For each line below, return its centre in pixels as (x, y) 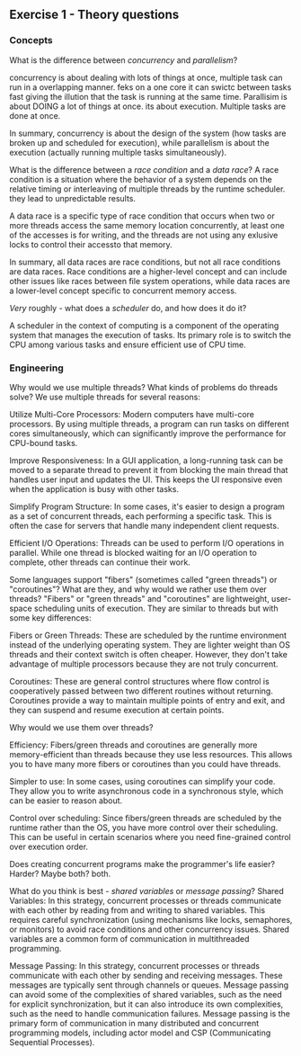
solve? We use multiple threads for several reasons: (105, 397)
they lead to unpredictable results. (73, 198)
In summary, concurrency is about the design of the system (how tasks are (148, 133)
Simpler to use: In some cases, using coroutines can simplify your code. (142, 781)
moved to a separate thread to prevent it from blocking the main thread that (149, 470)
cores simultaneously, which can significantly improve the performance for (148, 433)
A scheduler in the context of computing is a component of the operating (144, 325)
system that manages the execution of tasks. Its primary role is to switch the (150, 335)
